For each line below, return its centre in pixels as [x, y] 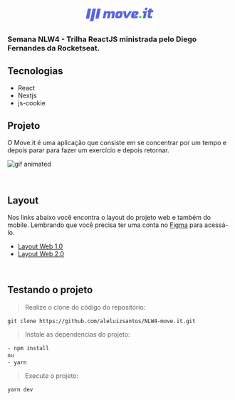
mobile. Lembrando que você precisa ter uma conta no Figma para [105, 225]
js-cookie [32, 103]
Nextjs [27, 95]
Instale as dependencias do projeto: [77, 334]
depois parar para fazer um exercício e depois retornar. [88, 150]
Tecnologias [35, 71]
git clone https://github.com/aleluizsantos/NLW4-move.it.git [101, 321]
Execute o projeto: [52, 375]
